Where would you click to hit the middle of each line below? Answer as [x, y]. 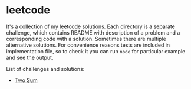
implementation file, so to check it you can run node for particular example [96, 51]
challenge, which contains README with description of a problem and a [93, 32]
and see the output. [30, 57]
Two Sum [26, 80]
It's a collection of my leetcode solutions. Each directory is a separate [90, 26]
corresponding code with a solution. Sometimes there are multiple [86, 39]
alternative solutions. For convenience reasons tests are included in [88, 45]
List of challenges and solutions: [45, 69]
